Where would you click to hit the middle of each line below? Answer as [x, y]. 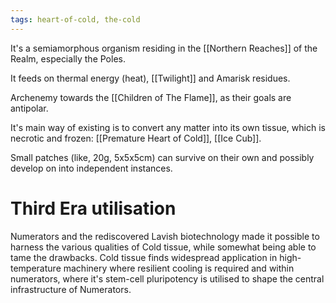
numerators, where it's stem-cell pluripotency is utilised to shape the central [167, 278]
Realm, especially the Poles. [68, 58]
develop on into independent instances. [91, 168]
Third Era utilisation [93, 208]
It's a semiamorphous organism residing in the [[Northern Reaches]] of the [164, 48]
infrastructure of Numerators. [71, 289]
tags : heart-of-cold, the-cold [75, 19]
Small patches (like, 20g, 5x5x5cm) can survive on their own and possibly [162, 157]
